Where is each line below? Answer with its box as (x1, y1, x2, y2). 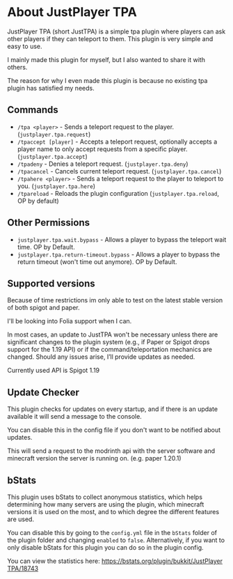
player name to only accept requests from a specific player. (17, 144, 188, 153)
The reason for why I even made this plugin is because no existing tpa (7, 76, 208, 84)
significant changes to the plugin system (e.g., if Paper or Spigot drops (7, 338, 210, 346)
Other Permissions (7, 217, 90, 229)
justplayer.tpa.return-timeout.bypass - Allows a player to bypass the (17, 250, 220, 258)
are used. (7, 515, 35, 523)
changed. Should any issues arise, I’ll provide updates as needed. (7, 353, 195, 361)
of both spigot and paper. (7, 304, 80, 312)
